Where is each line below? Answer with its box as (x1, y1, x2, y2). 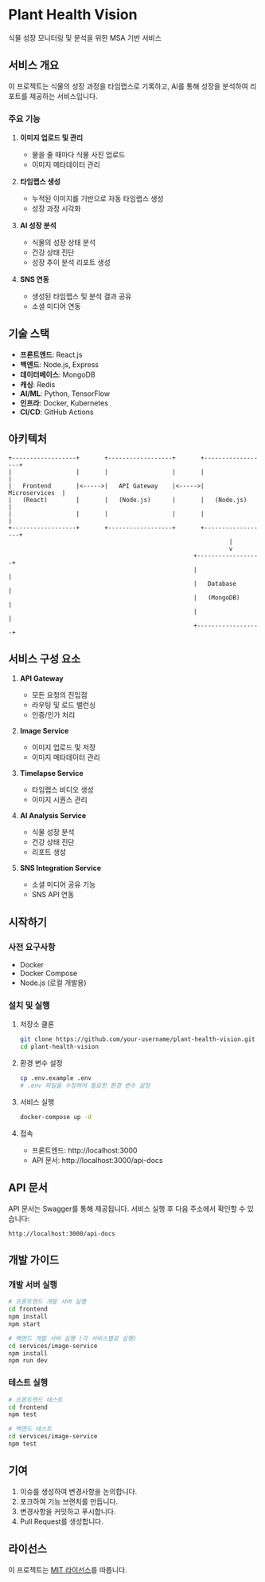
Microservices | (8, 488, 66, 496)
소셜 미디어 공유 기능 (31, 880, 96, 889)
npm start (8, 1319, 41, 1328)
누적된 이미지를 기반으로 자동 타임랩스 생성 (31, 194, 165, 204)
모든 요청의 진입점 (31, 690, 88, 700)
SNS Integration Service (19, 864, 102, 873)
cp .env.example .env (19, 1074, 92, 1082)
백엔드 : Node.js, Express (19, 359, 99, 369)
